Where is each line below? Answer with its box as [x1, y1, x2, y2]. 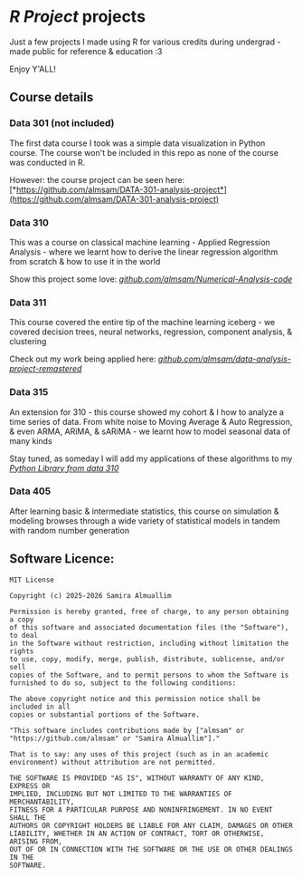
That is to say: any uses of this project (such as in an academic [9, 749, 269, 758]
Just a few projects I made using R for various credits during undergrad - [9, 36, 281, 47]
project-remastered [9, 363, 82, 374]
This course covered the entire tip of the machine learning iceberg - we [9, 317, 276, 328]
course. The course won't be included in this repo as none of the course [9, 147, 278, 158]
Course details [9, 90, 94, 105]
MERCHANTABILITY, [9, 797, 75, 806]
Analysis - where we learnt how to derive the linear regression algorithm [9, 246, 278, 257]
